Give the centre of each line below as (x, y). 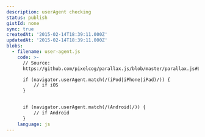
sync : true (20, 29)
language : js (34, 124)
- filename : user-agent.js (46, 52)
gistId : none (23, 23)
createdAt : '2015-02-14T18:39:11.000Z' (57, 35)
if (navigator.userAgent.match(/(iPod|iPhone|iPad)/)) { (96, 80)
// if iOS (46, 85)
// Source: (36, 63)
